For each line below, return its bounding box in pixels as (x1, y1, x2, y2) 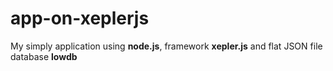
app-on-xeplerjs (10, 7, 150, 30)
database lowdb (10, 50, 78, 62)
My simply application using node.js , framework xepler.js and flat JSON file (10, 40, 323, 52)
